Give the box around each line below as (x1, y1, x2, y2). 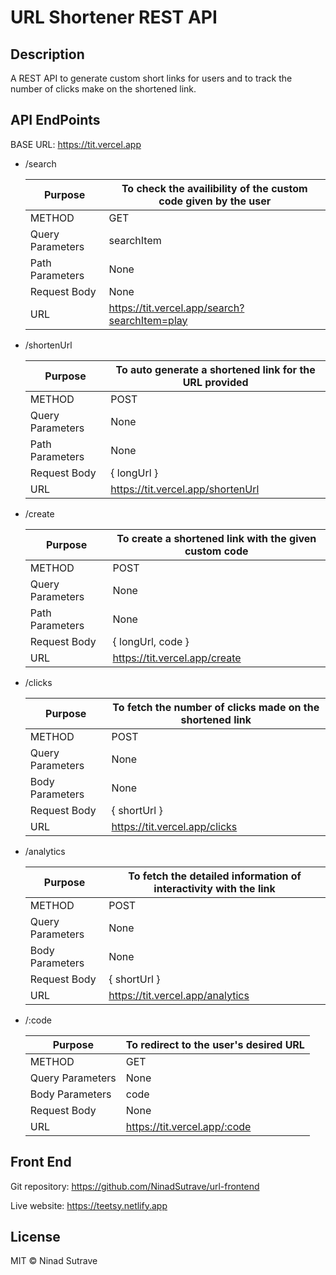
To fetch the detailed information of (128, 869, 302, 883)
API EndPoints (10, 112, 101, 129)
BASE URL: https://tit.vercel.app (10, 138, 142, 150)
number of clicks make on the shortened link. (10, 83, 197, 95)
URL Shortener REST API (10, 6, 218, 29)
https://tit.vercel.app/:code (125, 1119, 252, 1133)
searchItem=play (108, 313, 188, 327)
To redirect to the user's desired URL (125, 1037, 305, 1051)
